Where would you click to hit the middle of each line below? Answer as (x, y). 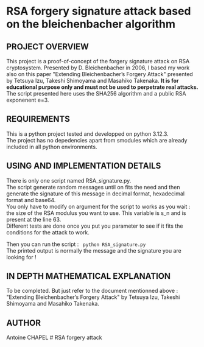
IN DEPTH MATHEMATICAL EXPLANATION (89, 276)
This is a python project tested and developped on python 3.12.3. (87, 134)
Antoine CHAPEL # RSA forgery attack (54, 338)
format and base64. (31, 200)
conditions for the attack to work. (48, 232)
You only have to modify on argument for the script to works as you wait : (98, 206)
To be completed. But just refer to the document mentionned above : (92, 291)
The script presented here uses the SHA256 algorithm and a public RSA (96, 93)
